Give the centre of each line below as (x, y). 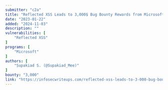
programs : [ (17, 47)
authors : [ (16, 61)
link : (11, 79)
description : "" (22, 28)
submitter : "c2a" (23, 10)
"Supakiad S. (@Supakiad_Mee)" (47, 65)
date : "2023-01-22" (25, 19)
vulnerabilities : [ (25, 33)
